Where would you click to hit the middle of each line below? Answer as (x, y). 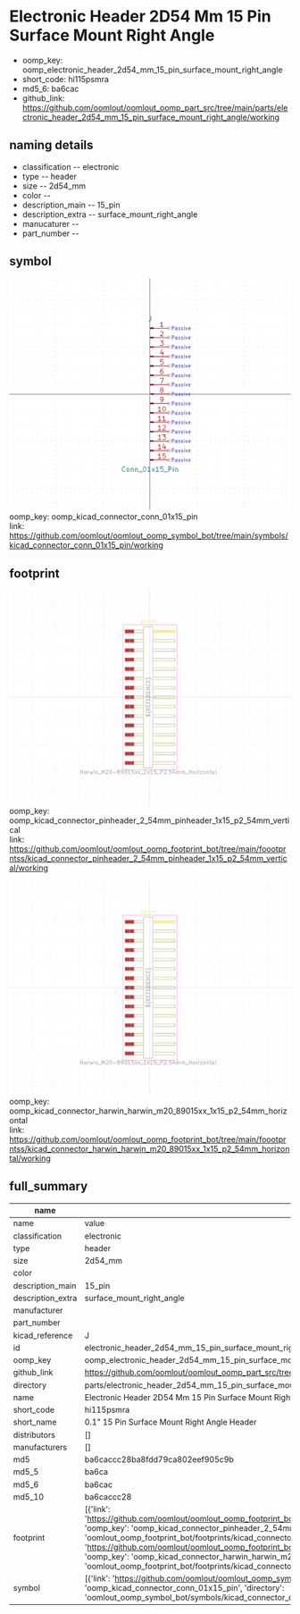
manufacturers (40, 1447)
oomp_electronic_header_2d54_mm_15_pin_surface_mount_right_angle (152, 70)
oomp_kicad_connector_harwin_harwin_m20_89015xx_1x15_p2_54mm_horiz (148, 1111)
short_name (35, 1422)
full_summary (49, 1186)
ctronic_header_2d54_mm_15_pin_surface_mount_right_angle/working (150, 117)
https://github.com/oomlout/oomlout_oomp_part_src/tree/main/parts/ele (155, 107)
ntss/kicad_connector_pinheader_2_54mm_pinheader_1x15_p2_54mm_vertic (148, 859)
